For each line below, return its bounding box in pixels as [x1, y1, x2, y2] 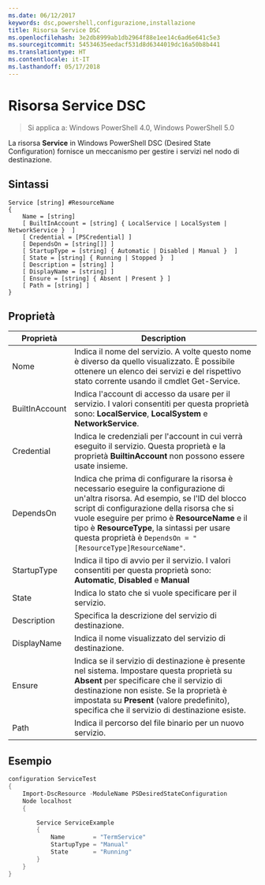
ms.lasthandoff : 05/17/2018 [8, 63, 101, 71]
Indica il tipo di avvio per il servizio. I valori [73, 555, 231, 566]
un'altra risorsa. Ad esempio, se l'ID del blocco [73, 493, 247, 504]
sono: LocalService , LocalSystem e [73, 408, 208, 419]
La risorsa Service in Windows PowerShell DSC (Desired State [8, 138, 211, 147]
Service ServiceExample [36, 819, 114, 827]
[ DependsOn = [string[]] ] [22, 240, 114, 248]
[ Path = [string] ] [22, 281, 90, 289]
